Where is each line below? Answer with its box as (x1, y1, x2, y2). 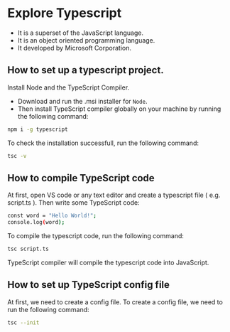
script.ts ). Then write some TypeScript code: (7, 198, 140, 207)
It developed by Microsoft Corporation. (17, 43, 131, 52)
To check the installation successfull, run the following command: (7, 139, 199, 147)
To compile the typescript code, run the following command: (7, 232, 185, 240)
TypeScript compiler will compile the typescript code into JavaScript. (7, 258, 209, 267)
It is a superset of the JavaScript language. (17, 28, 144, 37)
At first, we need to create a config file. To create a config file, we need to (7, 297, 224, 306)
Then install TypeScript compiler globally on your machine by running (17, 105, 221, 113)
